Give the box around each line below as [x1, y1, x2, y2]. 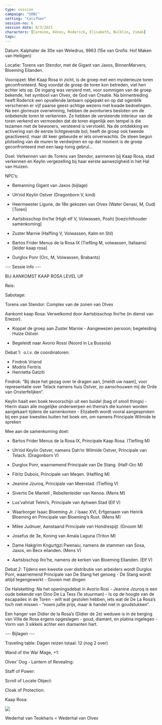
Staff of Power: [5, 668, 35, 674]
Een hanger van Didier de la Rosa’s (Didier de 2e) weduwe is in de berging [5, 611, 153, 617]
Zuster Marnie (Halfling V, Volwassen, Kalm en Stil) [12, 230, 114, 236]
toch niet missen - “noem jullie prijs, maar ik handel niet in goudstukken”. [5, 601, 150, 607]
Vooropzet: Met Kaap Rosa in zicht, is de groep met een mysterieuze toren [5, 76, 153, 83]
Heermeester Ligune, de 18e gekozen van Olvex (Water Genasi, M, [12, 201, 145, 207]
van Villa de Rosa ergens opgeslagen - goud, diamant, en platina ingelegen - [5, 616, 158, 622]
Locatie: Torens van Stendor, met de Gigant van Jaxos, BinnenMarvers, [5, 62, 147, 68]
